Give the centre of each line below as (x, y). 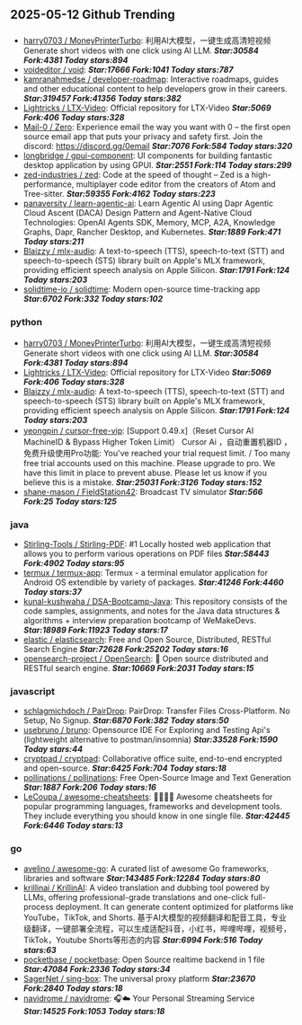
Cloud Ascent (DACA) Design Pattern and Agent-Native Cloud (138, 213)
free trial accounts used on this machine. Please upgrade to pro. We (149, 463)
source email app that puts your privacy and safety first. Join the (143, 137)
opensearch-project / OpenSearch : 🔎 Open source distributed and (146, 658)
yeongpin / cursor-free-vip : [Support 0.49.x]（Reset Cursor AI (138, 430)
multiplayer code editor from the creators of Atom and (176, 184)
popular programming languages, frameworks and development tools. (152, 807)
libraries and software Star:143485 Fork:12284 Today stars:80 (142, 878)
